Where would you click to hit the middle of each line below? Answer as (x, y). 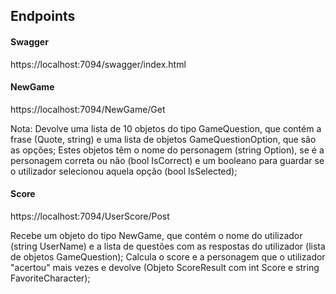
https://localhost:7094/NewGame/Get (88, 109)
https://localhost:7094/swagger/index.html (98, 64)
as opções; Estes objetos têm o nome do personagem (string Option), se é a (167, 150)
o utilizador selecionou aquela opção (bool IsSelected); (124, 171)
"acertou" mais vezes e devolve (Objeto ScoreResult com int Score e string (165, 267)
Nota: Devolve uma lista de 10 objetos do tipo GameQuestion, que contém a (166, 128)
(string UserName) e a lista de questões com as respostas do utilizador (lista (168, 246)
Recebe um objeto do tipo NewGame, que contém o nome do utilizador (156, 235)
